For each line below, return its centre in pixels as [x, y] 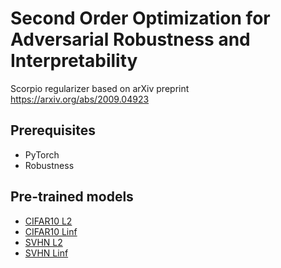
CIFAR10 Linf [51, 231]
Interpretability [74, 61]
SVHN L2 [43, 242]
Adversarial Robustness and [130, 39]
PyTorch [42, 154]
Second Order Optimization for [140, 18]
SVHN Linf [46, 253]
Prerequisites [53, 130]
